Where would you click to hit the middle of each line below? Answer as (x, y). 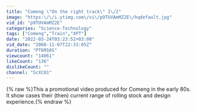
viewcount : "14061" (30, 56)
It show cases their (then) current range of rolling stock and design (89, 96)
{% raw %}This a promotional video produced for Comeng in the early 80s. (98, 89)
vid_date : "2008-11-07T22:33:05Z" (49, 45)
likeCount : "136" (28, 61)
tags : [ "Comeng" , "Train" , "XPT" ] (46, 34)
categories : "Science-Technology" (49, 28)
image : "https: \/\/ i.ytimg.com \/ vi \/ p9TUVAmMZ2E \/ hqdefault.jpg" (89, 17)
